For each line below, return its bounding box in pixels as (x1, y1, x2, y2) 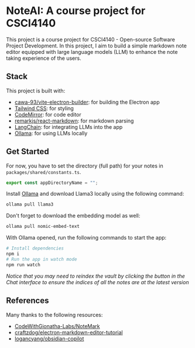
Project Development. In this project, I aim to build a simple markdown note (6, 42, 187, 49)
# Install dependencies (6, 245, 64, 251)
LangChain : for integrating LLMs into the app (14, 123, 123, 130)
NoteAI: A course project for (6, 4, 146, 18)
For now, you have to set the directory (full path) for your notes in (6, 162, 163, 169)
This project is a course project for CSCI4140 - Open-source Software (6, 36, 176, 43)
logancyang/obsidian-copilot (14, 335, 84, 342)
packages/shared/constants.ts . (6, 168, 81, 175)
